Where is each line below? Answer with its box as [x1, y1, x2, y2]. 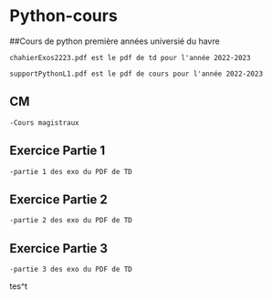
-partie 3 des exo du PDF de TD [9, 265, 132, 274]
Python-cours [9, 5, 119, 26]
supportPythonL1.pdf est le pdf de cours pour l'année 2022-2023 [9, 69, 263, 78]
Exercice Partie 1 [9, 143, 106, 159]
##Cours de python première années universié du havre [9, 36, 221, 46]
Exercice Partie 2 [9, 191, 108, 207]
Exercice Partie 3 [9, 241, 108, 256]
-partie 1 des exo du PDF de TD [9, 167, 132, 176]
